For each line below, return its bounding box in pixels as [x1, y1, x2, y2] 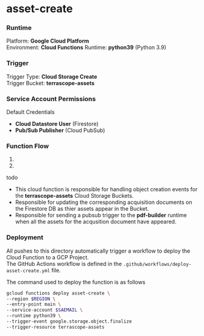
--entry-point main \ [6, 301, 62, 307]
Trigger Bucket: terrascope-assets [6, 79, 95, 86]
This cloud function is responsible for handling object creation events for [15, 186, 198, 193]
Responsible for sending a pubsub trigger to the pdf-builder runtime [15, 212, 187, 219]
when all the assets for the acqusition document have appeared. [15, 218, 177, 225]
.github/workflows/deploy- [123, 261, 192, 267]
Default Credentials [6, 108, 55, 116]
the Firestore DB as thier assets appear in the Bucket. [15, 205, 149, 212]
